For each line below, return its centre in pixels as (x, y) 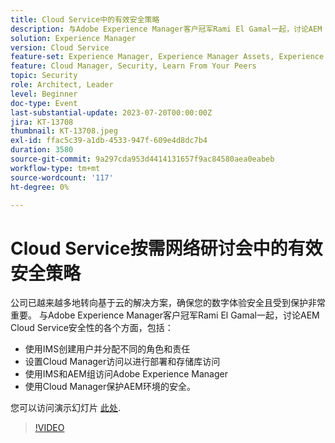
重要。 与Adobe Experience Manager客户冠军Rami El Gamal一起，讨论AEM (165, 315)
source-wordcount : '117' (62, 177)
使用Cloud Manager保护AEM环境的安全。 (110, 387)
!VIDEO (49, 428)
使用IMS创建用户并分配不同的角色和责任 (107, 349)
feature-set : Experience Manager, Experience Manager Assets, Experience (167, 57)
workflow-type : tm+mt (55, 168)
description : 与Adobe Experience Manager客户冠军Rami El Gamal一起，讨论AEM (166, 29)
